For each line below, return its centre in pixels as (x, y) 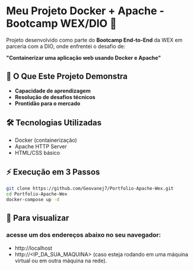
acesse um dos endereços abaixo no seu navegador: (84, 235)
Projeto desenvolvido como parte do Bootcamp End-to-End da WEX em (94, 40)
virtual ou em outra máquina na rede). (61, 261)
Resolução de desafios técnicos (55, 97)
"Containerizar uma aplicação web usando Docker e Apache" (84, 58)
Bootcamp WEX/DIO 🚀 (61, 23)
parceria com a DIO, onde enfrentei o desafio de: (66, 46)
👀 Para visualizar (38, 218)
